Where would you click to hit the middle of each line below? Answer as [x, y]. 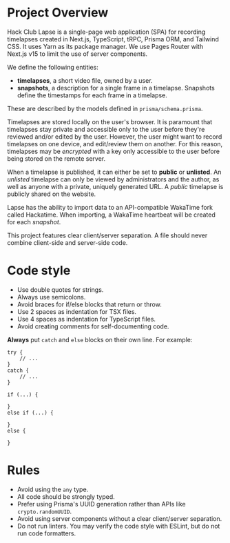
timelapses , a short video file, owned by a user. [85, 80]
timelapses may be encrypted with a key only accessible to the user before [114, 151]
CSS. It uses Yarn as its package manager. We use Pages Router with [105, 46]
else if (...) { [30, 413]
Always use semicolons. [51, 297]
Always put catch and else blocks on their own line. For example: [100, 339]
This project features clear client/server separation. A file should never [107, 235]
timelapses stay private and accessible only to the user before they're [106, 129]
